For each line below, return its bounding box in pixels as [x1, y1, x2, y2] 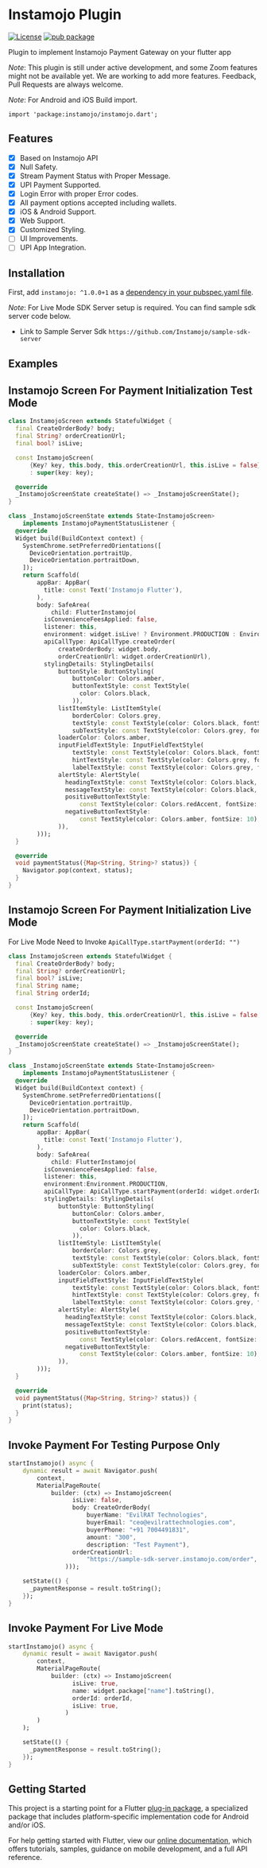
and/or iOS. [8, 1820, 46, 1830]
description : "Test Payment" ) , [86, 1540, 191, 1548]
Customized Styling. [19, 225, 86, 235]
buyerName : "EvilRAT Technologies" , [86, 1511, 208, 1520]
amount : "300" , [86, 1533, 137, 1541]
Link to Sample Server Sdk [19, 327, 107, 336]
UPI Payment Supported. [19, 180, 102, 189]
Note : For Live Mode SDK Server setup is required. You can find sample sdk [8, 303, 257, 313]
